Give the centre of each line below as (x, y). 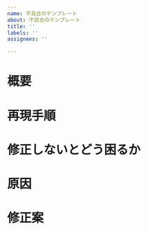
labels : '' (23, 33)
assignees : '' (28, 39)
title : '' (21, 26)
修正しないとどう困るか (74, 150)
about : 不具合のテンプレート (44, 20)
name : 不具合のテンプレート (42, 13)
